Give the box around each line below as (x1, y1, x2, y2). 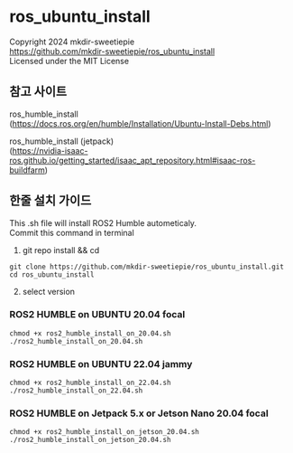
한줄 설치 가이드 (9, 193, 92, 209)
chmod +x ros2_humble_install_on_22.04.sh (9, 378, 171, 388)
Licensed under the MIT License (9, 55, 129, 66)
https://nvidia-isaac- (12, 145, 88, 156)
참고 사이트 (9, 84, 68, 99)
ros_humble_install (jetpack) (9, 136, 114, 146)
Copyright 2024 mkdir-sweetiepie (9, 36, 135, 47)
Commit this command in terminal (9, 227, 135, 238)
